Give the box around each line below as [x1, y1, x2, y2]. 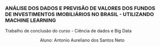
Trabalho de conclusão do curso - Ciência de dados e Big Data [5, 28, 132, 34]
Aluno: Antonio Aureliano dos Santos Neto [40, 37, 125, 43]
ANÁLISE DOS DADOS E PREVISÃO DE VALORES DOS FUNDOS [5, 5, 156, 12]
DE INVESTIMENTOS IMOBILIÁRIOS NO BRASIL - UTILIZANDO [5, 11, 154, 17]
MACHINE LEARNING [5, 17, 56, 24]
